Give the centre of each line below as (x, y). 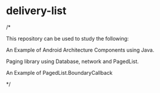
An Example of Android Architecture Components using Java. (80, 50)
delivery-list (36, 11)
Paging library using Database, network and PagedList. (72, 61)
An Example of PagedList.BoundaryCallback (59, 72)
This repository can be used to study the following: (67, 38)
